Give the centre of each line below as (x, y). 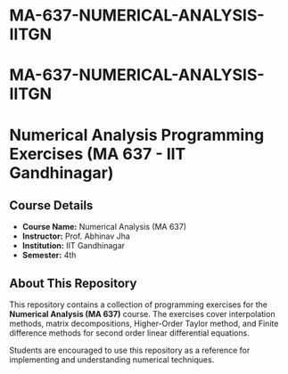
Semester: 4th (49, 256)
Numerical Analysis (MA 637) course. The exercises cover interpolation (142, 314)
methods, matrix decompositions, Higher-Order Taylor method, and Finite (144, 324)
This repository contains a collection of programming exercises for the (138, 305)
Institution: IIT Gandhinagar (74, 246)
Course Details (51, 205)
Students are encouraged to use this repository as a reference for (130, 350)
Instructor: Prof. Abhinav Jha (76, 236)
